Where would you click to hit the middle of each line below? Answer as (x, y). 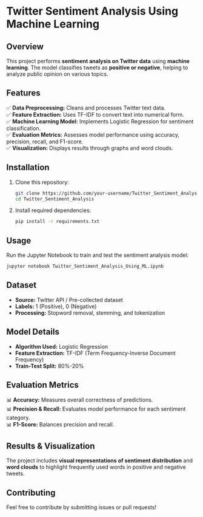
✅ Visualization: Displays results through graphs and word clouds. (90, 148)
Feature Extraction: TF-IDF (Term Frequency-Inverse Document (95, 353)
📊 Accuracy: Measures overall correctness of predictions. (80, 400)
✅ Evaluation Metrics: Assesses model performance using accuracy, (93, 134)
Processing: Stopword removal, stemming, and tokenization (90, 313)
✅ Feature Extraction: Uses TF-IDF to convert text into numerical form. (95, 114)
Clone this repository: (42, 182)
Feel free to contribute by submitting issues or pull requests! (81, 507)
